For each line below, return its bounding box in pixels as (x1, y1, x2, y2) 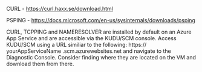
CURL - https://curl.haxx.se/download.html (6, 5, 114, 12)
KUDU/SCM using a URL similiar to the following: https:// (6, 41, 147, 48)
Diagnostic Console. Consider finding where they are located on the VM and (6, 54, 197, 61)
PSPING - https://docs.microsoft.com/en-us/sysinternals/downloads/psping (6, 17, 195, 23)
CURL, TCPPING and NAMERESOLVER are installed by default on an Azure (6, 28, 192, 35)
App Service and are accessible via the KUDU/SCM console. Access (6, 35, 177, 41)
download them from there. (6, 60, 74, 67)
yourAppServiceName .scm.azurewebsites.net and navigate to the (6, 47, 171, 55)
